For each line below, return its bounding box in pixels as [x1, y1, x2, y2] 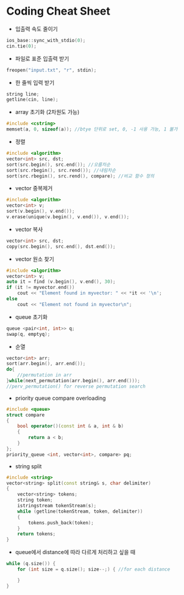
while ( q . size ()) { [6, 561, 56, 567]
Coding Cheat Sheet [6, 4, 111, 18]
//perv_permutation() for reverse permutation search [6, 383, 146, 390]
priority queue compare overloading [15, 394, 106, 402]
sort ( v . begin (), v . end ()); [6, 208, 75, 215]
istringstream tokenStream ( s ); [17, 503, 97, 509]
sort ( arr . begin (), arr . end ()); [6, 361, 86, 367]
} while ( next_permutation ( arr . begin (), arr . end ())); [6, 378, 140, 384]
